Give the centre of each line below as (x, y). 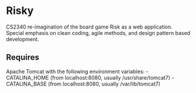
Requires (23, 57)
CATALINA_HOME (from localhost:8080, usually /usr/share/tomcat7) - (90, 77)
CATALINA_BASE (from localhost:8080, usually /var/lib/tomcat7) (83, 84)
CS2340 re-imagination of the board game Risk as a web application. (89, 27)
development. (23, 39)
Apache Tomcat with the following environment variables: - (77, 71)
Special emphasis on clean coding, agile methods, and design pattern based (98, 33)
